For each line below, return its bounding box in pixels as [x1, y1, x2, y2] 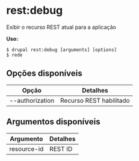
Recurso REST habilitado [60, 96, 131, 105]
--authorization [9, 96, 55, 105]
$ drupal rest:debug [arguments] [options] [6, 46, 117, 53]
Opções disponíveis [6, 68, 82, 79]
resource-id [9, 145, 44, 153]
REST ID [49, 145, 73, 153]
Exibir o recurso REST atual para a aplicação [6, 23, 116, 31]
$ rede [6, 52, 23, 58]
